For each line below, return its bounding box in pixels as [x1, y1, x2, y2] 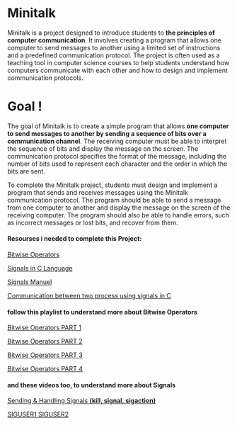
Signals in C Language [7, 264, 73, 273]
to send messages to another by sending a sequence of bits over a [7, 129, 207, 137]
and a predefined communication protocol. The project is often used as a [7, 51, 220, 59]
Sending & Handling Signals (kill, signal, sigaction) [7, 397, 156, 405]
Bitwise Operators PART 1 [7, 324, 81, 332]
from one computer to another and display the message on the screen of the [7, 203, 231, 212]
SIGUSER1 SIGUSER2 [7, 410, 69, 419]
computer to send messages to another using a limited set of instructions [7, 43, 221, 52]
